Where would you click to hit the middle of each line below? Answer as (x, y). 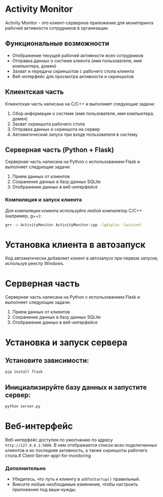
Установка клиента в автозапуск (75, 245)
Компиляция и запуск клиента (43, 200)
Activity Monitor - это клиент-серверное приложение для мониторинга (79, 23)
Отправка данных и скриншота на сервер (56, 129)
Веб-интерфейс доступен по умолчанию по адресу (59, 440)
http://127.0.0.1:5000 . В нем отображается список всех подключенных (81, 445)
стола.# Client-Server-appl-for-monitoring (48, 456)
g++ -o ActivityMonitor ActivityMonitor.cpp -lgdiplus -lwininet (73, 225)
